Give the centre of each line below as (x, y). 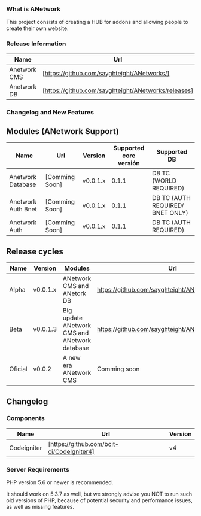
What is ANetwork (33, 9)
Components (25, 418)
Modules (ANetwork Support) (63, 131)
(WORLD (164, 181)
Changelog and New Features (50, 112)
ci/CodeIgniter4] (71, 451)
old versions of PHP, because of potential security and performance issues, (99, 500)
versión (129, 163)
